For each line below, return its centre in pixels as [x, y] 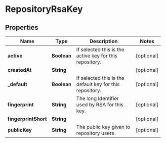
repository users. [96, 133]
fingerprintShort [27, 119]
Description [104, 41]
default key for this [98, 84]
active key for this [97, 56]
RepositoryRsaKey [44, 9]
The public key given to [103, 127]
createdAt [20, 70]
